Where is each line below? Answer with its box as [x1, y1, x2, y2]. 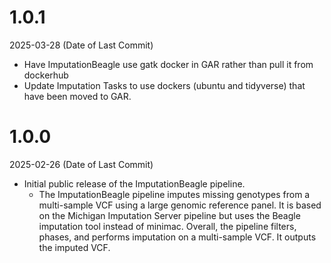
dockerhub [23, 69, 69, 81]
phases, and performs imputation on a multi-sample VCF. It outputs [38, 231, 317, 243]
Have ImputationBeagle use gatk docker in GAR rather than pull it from [23, 58, 314, 70]
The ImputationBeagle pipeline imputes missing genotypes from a [38, 188, 311, 200]
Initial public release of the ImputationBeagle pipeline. [23, 177, 246, 190]
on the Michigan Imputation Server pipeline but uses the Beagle [38, 209, 301, 221]
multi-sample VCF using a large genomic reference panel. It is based [38, 199, 322, 211]
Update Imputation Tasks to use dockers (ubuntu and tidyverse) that [23, 79, 306, 91]
